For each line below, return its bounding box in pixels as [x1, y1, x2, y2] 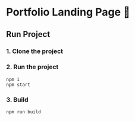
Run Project [6, 29, 51, 39]
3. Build [6, 95, 29, 104]
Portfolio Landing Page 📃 [6, 5, 131, 19]
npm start [6, 82, 31, 88]
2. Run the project [6, 63, 59, 71]
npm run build [6, 109, 42, 115]
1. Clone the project [6, 47, 64, 55]
